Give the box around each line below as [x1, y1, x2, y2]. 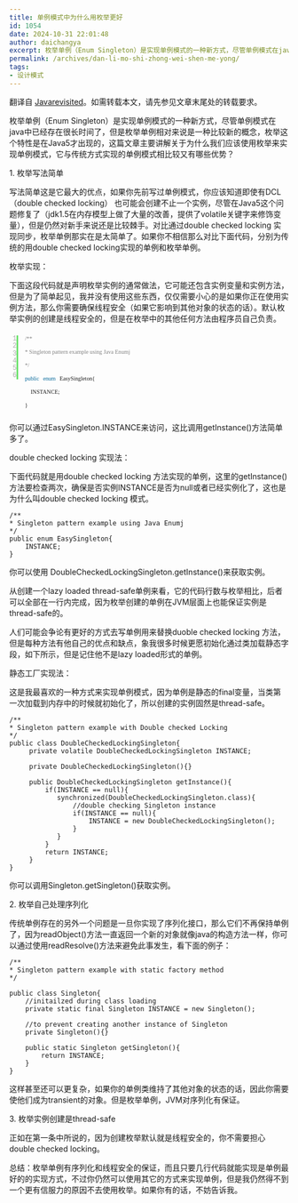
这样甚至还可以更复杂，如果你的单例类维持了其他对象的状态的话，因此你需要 [9, 1084, 289, 1095]
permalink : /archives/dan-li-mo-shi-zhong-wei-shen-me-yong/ [9, 54, 240, 63]
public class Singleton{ [9, 989, 101, 998]
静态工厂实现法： [9, 668, 72, 678]
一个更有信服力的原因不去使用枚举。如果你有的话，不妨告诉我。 [9, 1184, 242, 1196]
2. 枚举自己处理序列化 [9, 899, 89, 910]
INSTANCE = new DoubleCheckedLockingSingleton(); [88, 817, 276, 826]
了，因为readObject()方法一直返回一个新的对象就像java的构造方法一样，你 [9, 929, 281, 940]
